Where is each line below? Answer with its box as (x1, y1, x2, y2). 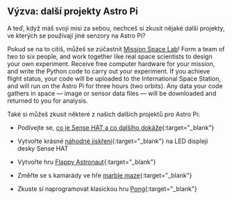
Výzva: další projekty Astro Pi (7, 6, 138, 17)
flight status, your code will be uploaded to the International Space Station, (7, 74, 221, 83)
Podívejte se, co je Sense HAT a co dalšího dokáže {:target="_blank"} (17, 123, 215, 131)
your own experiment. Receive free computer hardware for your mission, (7, 59, 215, 68)
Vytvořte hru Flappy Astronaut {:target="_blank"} (17, 158, 156, 166)
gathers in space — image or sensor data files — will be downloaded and (7, 89, 217, 97)
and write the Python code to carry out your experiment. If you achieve (7, 67, 210, 75)
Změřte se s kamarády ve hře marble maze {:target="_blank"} (17, 171, 192, 179)
